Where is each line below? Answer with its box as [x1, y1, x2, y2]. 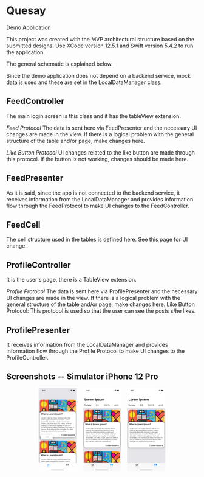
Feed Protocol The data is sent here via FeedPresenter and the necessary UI [6, 124, 197, 131]
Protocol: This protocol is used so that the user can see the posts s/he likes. [6, 307, 196, 315]
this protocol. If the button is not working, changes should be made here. [6, 155, 189, 162]
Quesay [6, 4, 47, 18]
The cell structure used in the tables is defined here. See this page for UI [6, 235, 188, 243]
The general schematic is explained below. [6, 60, 114, 68]
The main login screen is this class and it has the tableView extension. [6, 112, 181, 119]
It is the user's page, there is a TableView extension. [6, 276, 137, 284]
